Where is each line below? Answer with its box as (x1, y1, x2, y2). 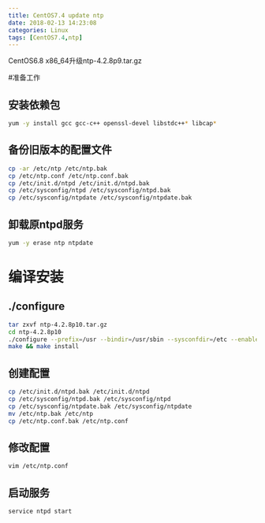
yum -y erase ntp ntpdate (8, 239, 93, 247)
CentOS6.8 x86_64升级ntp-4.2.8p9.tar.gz (8, 56, 142, 65)
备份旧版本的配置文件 (8, 143, 112, 157)
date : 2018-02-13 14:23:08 (8, 19, 97, 27)
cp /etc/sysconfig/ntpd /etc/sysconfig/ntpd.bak (8, 187, 171, 195)
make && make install (8, 343, 80, 351)
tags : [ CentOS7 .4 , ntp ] (8, 33, 83, 42)
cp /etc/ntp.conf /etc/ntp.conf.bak (8, 172, 129, 180)
